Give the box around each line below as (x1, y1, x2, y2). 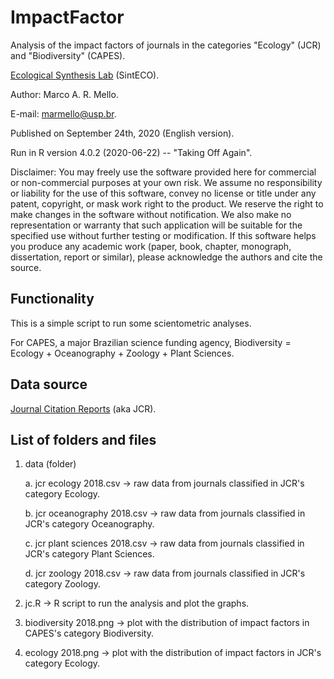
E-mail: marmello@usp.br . (10, 107, 117, 120)
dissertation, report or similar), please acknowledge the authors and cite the (10, 251, 323, 263)
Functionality (10, 291, 95, 308)
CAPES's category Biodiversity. (24, 627, 155, 640)
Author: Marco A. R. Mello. (10, 88, 119, 100)
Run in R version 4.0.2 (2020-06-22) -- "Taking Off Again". (10, 146, 253, 158)
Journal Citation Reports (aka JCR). (10, 402, 157, 415)
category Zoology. (24, 578, 101, 590)
